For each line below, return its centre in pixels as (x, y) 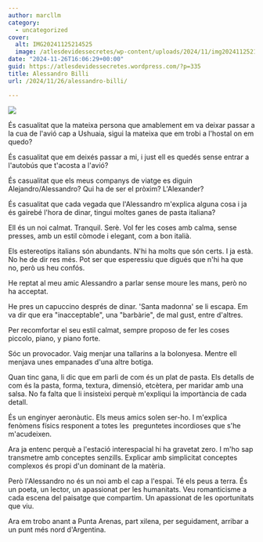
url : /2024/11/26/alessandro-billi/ (68, 81)
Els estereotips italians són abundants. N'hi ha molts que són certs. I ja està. (131, 251)
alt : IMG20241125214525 (54, 45)
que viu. (21, 506)
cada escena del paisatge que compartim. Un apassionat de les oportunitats (131, 497)
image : (26, 52)
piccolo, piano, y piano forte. (54, 338)
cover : (19, 37)
